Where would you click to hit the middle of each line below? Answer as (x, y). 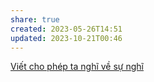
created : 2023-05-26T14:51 (66, 29)
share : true (35, 19)
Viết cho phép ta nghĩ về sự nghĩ (77, 67)
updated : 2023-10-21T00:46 (66, 38)
